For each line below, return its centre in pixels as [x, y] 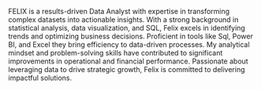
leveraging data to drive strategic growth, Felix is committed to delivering [127, 69]
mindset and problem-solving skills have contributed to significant [116, 53]
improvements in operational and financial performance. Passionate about [128, 61]
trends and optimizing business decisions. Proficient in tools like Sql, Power [131, 36]
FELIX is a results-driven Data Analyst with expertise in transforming [119, 11]
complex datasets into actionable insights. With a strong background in [123, 20]
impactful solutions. [40, 78]
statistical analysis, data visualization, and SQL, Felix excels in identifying [127, 28]
